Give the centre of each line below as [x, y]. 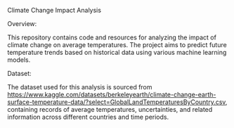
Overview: [22, 24]
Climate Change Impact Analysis [54, 10]
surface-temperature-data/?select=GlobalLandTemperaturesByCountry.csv [117, 102]
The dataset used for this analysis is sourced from [80, 87]
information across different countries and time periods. [88, 117]
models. [19, 60]
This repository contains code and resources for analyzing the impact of [112, 37]
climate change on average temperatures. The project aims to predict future [117, 45]
